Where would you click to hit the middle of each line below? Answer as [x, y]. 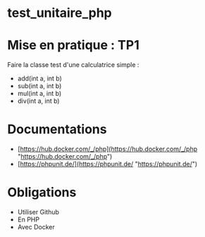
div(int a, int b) [38, 101]
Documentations [57, 129]
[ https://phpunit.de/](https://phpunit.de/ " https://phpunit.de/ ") [107, 164]
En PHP [29, 219]
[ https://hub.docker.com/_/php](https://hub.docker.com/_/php [107, 149]
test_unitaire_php [60, 13]
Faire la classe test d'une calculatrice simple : [73, 65]
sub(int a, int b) [39, 86]
